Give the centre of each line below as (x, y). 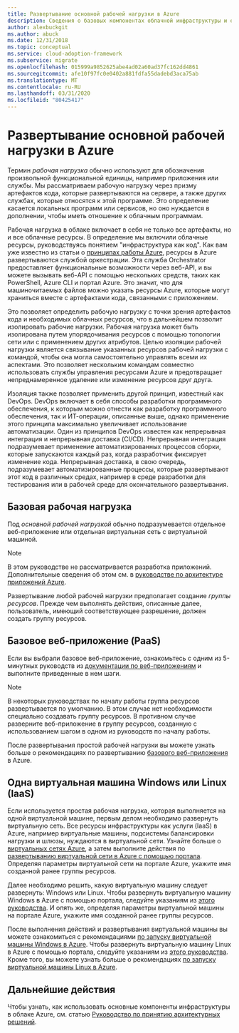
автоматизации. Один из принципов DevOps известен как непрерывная (117, 431)
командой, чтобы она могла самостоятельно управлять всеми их (107, 356)
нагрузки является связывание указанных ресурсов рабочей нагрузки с (118, 349)
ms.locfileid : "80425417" (46, 101)
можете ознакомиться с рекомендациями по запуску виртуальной (110, 937)
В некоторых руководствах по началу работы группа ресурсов (103, 701)
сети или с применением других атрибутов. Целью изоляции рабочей (115, 341)
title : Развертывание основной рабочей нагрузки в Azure (94, 14)
